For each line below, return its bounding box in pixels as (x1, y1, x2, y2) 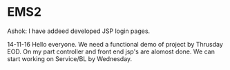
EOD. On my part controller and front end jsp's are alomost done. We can (7, 47, 215, 56)
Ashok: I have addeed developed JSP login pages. (7, 27, 151, 35)
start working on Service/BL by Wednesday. (7, 54, 133, 62)
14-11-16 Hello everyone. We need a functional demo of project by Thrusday (7, 40, 223, 48)
